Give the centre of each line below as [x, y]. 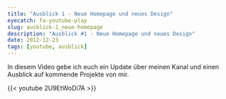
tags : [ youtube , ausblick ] [47, 47]
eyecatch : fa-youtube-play [47, 21]
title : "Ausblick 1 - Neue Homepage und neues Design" [90, 14]
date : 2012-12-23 [33, 40]
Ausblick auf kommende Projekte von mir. [68, 74]
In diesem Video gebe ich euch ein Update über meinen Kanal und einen [113, 67]
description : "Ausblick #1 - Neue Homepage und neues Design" [101, 34]
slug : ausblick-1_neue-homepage [55, 27]
